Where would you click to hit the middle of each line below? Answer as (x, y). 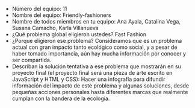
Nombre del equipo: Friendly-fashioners (61, 15)
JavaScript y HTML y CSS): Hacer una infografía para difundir (88, 79)
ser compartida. (32, 60)
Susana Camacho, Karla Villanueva (55, 28)
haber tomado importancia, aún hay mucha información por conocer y (99, 53)
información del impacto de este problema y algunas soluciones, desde (101, 86)
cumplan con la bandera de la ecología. (61, 98)
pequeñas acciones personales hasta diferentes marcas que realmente (100, 92)
